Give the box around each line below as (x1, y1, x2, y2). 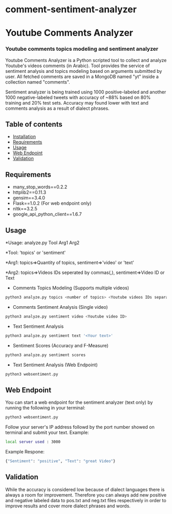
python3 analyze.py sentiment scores (5, 352, 86, 358)
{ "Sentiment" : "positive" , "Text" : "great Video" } (5, 459, 116, 464)
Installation (12, 133, 36, 140)
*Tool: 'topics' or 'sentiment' (5, 250, 66, 256)
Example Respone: (5, 449, 45, 455)
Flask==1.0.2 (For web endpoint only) (12, 200, 92, 206)
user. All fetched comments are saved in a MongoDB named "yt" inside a (5, 73, 159, 80)
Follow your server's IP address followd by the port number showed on (5, 424, 155, 430)
